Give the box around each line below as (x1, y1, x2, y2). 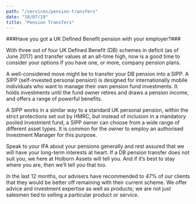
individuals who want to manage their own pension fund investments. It (6, 83, 178, 90)
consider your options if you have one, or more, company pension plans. (6, 59, 181, 66)
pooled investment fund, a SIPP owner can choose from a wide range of (6, 119, 180, 126)
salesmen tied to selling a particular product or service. (6, 191, 139, 199)
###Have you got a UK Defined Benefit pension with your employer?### (6, 36, 181, 43)
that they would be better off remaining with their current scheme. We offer (6, 179, 187, 186)
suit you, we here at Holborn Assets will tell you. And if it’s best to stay (6, 155, 176, 162)
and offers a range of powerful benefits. (6, 95, 102, 102)
